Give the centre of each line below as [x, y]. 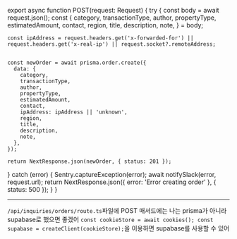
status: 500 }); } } [32, 189]
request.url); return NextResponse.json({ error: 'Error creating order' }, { [112, 182]
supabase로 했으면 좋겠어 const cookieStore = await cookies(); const [110, 219]
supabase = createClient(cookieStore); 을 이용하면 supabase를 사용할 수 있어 [119, 228]
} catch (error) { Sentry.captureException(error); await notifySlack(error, [112, 174]
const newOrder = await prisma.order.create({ [77, 63]
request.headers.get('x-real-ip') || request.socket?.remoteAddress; [112, 44]
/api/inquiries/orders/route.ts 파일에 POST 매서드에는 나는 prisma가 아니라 [117, 210]
